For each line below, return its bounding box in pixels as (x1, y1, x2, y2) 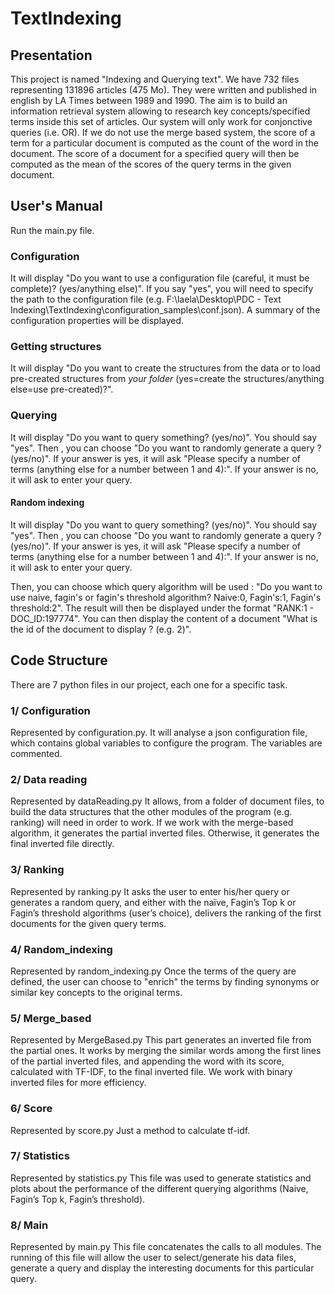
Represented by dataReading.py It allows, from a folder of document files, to (10, 795, 325, 807)
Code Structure (10, 652, 108, 669)
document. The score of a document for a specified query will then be (10, 148, 300, 159)
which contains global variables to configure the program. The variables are (10, 737, 323, 749)
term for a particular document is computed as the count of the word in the (10, 137, 319, 149)
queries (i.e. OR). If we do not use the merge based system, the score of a (10, 127, 316, 138)
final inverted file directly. (10, 838, 115, 850)
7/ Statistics (10, 1149, 70, 1163)
